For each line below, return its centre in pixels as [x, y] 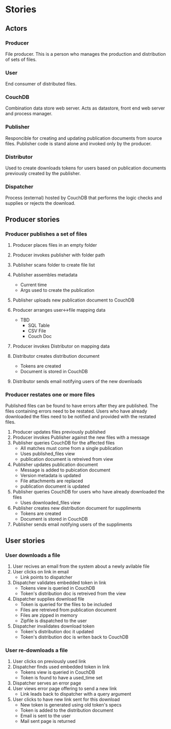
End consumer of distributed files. [41, 84]
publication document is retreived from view [67, 459]
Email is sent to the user [45, 716]
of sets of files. [21, 59]
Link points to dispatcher [46, 577]
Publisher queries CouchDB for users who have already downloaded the [89, 492]
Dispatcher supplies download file [48, 599]
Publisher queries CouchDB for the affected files [64, 443]
